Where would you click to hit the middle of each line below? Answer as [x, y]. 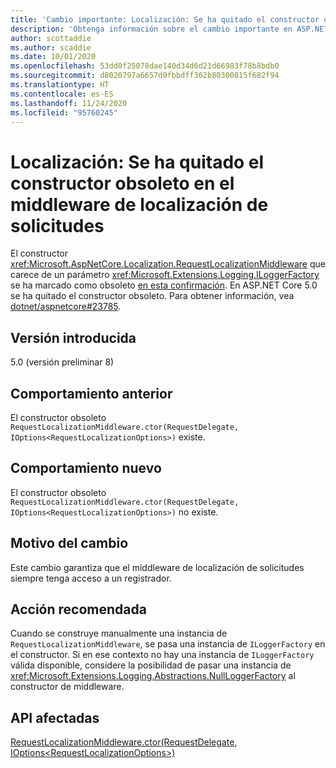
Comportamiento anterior [91, 393]
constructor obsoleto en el [122, 183]
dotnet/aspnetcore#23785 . [66, 307]
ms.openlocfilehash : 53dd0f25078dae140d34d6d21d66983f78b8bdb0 [145, 66]
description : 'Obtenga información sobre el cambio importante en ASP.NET [169, 29]
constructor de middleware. [67, 687]
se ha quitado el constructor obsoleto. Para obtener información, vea [152, 296]
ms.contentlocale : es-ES [62, 94]
